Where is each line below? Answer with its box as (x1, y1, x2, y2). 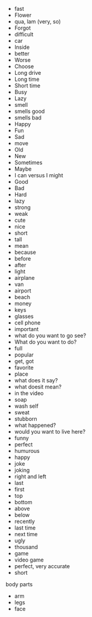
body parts (5, 581, 33, 587)
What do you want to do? (14, 338, 77, 346)
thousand (14, 543, 38, 551)
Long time (14, 75, 40, 83)
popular (14, 351, 34, 358)
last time (14, 524, 36, 531)
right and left (14, 473, 46, 480)
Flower (14, 11, 32, 19)
